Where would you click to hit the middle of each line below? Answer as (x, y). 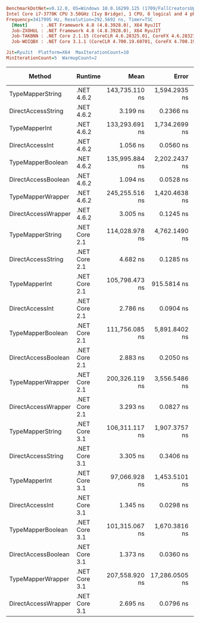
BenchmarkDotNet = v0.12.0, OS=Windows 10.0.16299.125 (73, 8)
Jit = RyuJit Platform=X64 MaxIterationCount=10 (68, 52)
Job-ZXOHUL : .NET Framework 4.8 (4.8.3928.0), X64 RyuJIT (86, 30)
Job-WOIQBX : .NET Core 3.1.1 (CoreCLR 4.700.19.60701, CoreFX (91, 42)
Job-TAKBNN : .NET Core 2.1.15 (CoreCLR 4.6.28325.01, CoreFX (90, 36)
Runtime (89, 76)
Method (40, 76)
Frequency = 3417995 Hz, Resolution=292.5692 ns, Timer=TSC (79, 19)
